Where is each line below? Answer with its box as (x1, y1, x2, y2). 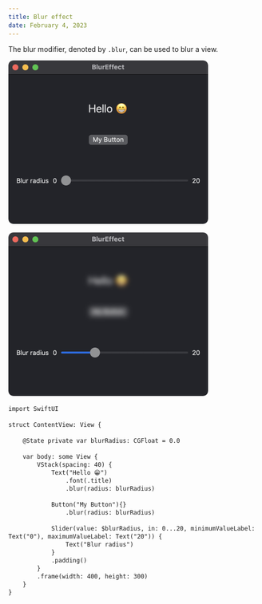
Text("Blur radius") (65, 540, 134, 548)
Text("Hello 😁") (50, 468, 108, 476)
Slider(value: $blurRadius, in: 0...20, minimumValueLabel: (50, 524, 256, 532)
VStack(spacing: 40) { (37, 460, 113, 468)
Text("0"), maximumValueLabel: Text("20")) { (8, 532, 162, 540)
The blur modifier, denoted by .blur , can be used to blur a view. (8, 44, 218, 53)
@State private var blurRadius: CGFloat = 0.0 (22, 436, 181, 444)
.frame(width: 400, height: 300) (37, 572, 149, 580)
